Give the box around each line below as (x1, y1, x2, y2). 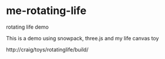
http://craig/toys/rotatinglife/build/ (6, 46, 89, 53)
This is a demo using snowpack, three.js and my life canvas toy (6, 34, 159, 41)
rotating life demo (6, 23, 49, 30)
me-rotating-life (6, 4, 87, 18)
